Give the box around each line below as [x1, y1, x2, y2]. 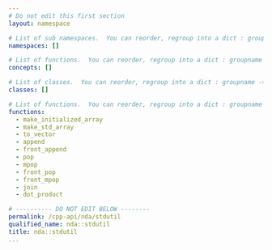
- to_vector [15, 130, 57, 138]
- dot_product [15, 191, 63, 199]
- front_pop [15, 167, 57, 176]
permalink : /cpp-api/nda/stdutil [8, 213, 121, 221]
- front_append [15, 146, 67, 154]
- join [15, 183, 38, 191]
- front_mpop [15, 176, 60, 184]
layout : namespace [8, 19, 70, 28]
